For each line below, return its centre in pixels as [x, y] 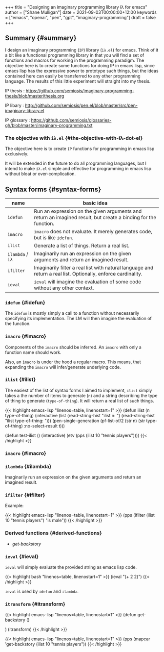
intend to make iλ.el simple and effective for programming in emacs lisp [78, 169]
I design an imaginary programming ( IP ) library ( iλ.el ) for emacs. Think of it [82, 50]
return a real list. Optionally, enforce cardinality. [88, 274]
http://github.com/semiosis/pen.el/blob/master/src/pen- [82, 105]
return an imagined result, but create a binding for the [95, 217]
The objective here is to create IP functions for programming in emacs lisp [80, 149]
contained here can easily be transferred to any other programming [73, 76]
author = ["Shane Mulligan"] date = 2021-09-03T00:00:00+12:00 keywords [81, 12]
